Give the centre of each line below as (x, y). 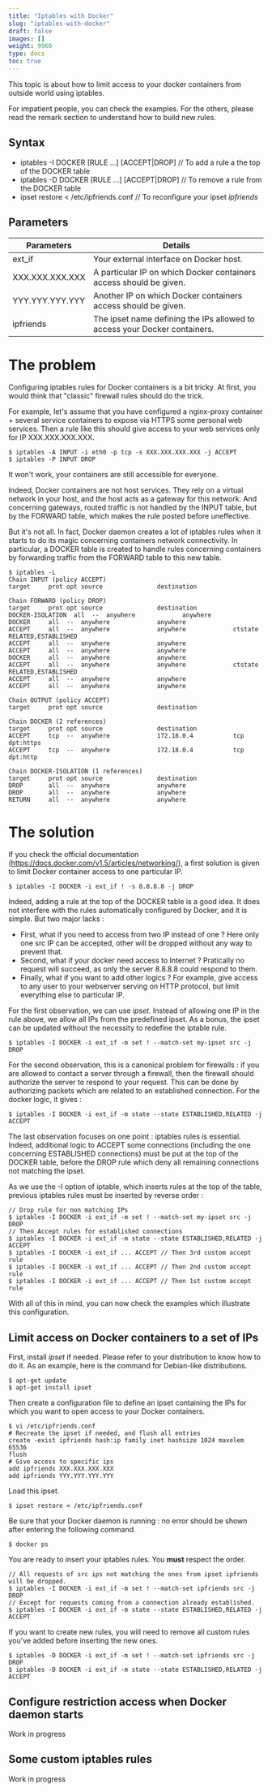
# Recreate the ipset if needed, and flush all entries (104, 1433)
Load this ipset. (34, 1491)
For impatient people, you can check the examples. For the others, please (131, 108)
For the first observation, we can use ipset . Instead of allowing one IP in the (134, 1010)
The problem (52, 365)
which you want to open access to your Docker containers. (106, 1411)
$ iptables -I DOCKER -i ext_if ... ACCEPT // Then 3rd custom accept (130, 1253)
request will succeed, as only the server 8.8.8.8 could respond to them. (138, 969)
